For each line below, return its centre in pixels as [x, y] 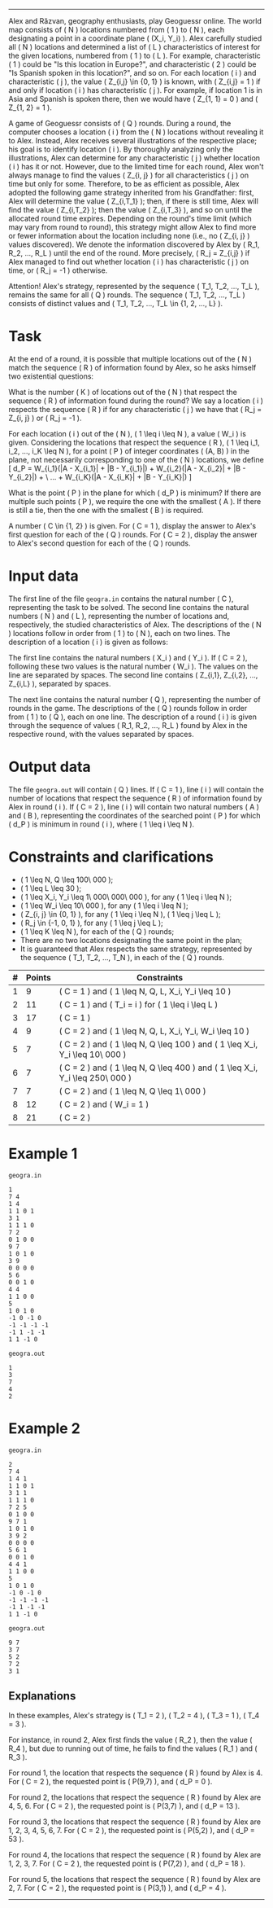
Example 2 [45, 1428]
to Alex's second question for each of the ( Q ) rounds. [100, 543]
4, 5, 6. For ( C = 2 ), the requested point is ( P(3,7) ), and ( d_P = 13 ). [124, 1806]
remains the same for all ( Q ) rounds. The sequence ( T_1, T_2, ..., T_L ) [127, 295]
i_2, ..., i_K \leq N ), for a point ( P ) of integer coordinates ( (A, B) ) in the [129, 451]
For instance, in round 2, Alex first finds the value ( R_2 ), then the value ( [130, 1740]
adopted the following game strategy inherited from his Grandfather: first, [131, 193]
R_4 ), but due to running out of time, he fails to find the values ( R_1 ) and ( [133, 1748]
